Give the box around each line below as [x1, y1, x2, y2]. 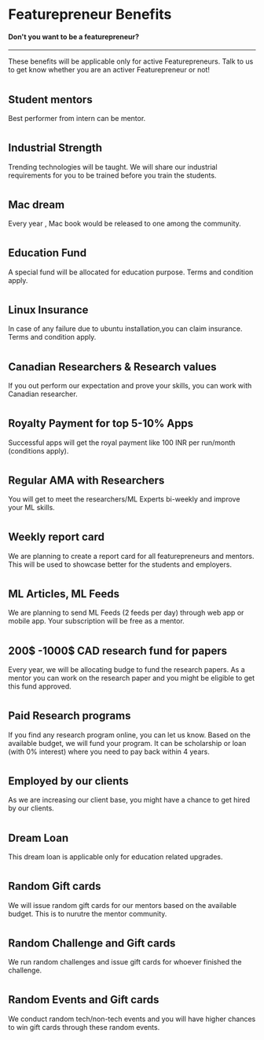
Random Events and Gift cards [8, 993, 159, 1007]
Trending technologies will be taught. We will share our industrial [8, 162, 218, 171]
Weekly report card [8, 531, 104, 544]
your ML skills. [8, 503, 55, 513]
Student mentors [8, 93, 93, 106]
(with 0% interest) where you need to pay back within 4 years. [8, 747, 210, 756]
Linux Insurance [8, 303, 89, 317]
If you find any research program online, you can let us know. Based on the [8, 729, 251, 740]
